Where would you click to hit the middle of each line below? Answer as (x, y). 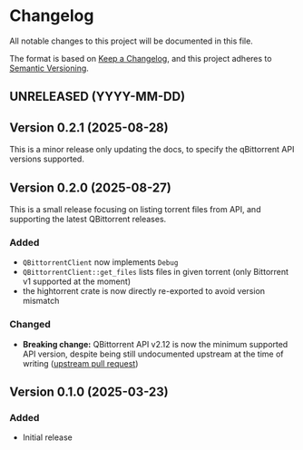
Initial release (47, 437)
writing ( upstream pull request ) (80, 363)
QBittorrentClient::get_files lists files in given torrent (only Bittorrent (155, 272)
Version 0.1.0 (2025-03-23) (89, 391)
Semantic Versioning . (49, 68)
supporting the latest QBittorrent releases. (88, 219)
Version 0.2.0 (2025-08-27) (91, 187)
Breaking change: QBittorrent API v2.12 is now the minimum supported (155, 344)
